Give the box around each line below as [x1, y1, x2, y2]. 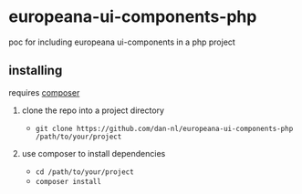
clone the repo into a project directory [21, 105, 165, 116]
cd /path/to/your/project [35, 167, 134, 177]
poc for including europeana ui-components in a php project [8, 36, 236, 47]
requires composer [8, 87, 80, 97]
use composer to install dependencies [21, 148, 166, 158]
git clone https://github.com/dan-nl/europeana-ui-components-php [35, 124, 294, 133]
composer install [35, 177, 102, 186]
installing [8, 63, 63, 78]
